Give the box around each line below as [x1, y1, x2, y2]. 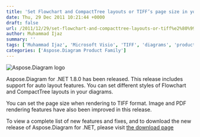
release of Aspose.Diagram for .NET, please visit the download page [6, 123, 174, 131]
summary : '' [6, 36, 36, 42]
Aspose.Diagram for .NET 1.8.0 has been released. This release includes [6, 75, 183, 82]
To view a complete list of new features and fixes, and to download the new [6, 117, 192, 124]
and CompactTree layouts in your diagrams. [6, 88, 114, 95]
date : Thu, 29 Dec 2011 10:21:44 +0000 [6, 14, 105, 20]
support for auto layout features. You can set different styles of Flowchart [6, 82, 186, 89]
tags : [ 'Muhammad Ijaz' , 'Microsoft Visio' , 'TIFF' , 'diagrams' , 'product [6, 42, 196, 48]
